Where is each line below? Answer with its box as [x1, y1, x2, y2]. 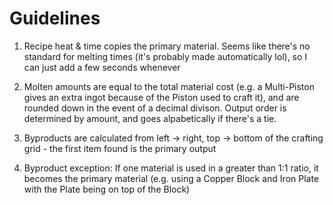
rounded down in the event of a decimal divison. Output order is [23, 102, 287, 114]
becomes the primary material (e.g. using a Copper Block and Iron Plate [23, 172, 320, 184]
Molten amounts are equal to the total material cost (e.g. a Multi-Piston [23, 80, 315, 92]
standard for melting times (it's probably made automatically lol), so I [23, 50, 308, 62]
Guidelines [9, 7, 101, 30]
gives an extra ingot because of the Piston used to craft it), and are [23, 91, 300, 103]
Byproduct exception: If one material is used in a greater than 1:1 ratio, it [23, 162, 319, 174]
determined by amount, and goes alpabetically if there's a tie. [23, 112, 277, 124]
